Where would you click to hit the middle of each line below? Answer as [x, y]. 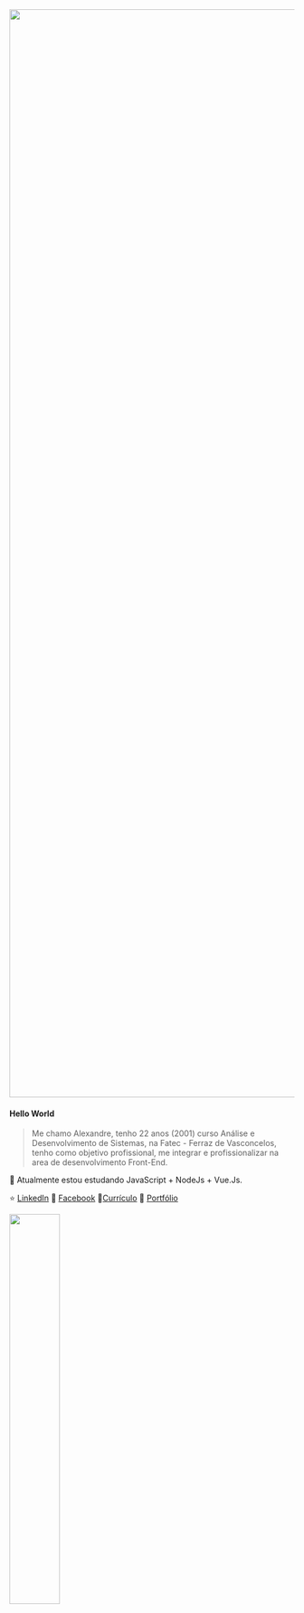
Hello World [32, 1113]
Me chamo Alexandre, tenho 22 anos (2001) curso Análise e [143, 1133]
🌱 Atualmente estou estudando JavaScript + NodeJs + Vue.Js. [126, 1180]
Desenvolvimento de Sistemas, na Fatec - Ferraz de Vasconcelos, [154, 1143]
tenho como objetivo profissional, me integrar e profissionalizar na [155, 1153]
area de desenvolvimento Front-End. [100, 1162]
